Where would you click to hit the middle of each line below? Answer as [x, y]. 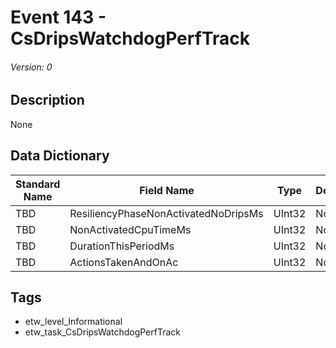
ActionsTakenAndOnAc [124, 262]
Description [47, 100]
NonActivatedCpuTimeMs [130, 229]
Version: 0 [31, 67]
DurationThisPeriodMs [122, 246]
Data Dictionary [60, 156]
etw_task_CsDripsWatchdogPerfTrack [102, 332]
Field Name [167, 190]
